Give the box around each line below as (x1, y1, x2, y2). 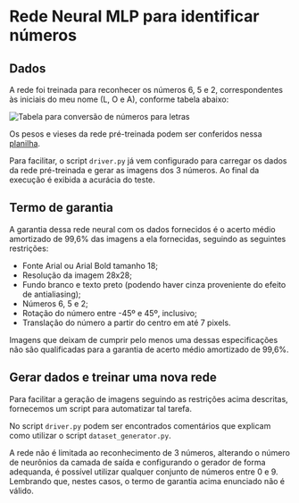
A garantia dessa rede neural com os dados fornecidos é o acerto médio (9, 223, 276, 234)
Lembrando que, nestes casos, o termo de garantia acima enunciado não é (9, 475, 286, 486)
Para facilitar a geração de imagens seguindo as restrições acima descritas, (9, 393, 288, 404)
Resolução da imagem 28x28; (21, 270, 132, 281)
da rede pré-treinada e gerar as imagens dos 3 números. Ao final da (9, 165, 260, 175)
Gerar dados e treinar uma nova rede (9, 370, 217, 385)
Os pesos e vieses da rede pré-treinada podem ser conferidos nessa (9, 129, 262, 139)
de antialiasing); (21, 289, 82, 299)
